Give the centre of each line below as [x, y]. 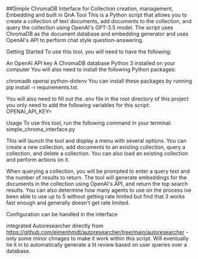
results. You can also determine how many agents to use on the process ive [99, 190]
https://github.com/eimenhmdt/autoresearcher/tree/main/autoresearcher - [97, 232]
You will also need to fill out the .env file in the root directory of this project [98, 99]
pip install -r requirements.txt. [43, 87]
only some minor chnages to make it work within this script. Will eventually [98, 238]
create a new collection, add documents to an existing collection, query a [96, 147]
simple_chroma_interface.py [41, 129]
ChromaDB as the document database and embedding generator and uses [98, 34]
